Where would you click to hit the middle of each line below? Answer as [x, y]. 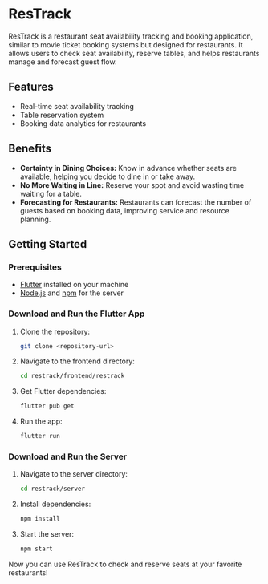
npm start [37, 549]
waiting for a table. [51, 193]
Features [31, 87]
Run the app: [41, 421]
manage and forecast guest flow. [63, 62]
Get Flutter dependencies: [63, 391]
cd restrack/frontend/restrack [72, 376]
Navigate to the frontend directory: [77, 361]
